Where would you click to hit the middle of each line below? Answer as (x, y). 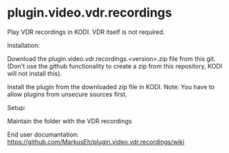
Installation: (24, 45)
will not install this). (35, 73)
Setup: (17, 107)
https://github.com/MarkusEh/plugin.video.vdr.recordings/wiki (96, 142)
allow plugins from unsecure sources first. (67, 94)
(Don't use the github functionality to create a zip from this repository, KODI (115, 66)
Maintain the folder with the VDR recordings (70, 121)
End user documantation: (43, 134)
